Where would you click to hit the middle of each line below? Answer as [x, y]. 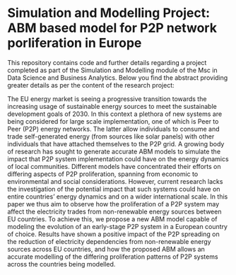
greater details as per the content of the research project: [91, 85]
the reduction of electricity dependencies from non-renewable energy [109, 241]
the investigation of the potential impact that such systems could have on [114, 189]
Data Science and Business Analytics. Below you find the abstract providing [118, 77]
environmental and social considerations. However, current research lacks [115, 181]
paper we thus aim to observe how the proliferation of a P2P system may [113, 204]
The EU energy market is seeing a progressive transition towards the [107, 99]
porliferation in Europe [75, 43]
